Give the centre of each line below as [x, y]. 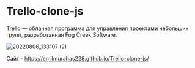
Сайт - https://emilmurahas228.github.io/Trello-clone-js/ [78, 58]
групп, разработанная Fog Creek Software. [62, 34]
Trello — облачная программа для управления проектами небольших [97, 28]
